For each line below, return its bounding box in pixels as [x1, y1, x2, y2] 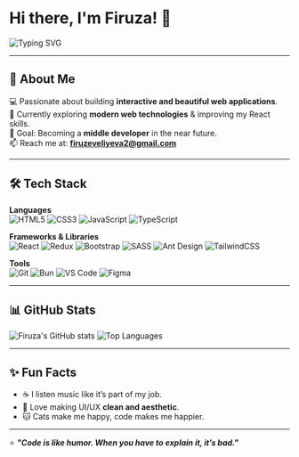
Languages [9, 204, 52, 215]
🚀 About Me [9, 71, 76, 87]
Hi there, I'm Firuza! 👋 [9, 8, 172, 29]
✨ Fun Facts [9, 364, 77, 379]
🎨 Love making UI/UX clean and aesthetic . [21, 402, 180, 412]
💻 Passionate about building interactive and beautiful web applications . [9, 95, 279, 106]
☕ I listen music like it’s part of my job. [21, 389, 163, 400]
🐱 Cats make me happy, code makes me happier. [21, 412, 205, 422]
